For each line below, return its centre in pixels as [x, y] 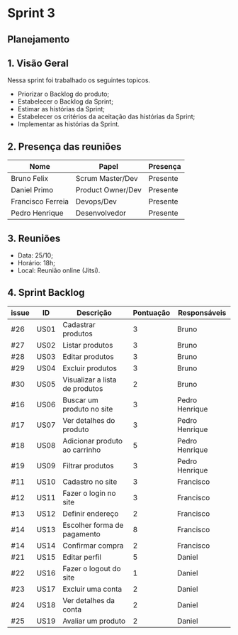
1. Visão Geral [38, 63]
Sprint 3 [31, 13]
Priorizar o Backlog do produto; [63, 94]
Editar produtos [89, 356]
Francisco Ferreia [40, 201]
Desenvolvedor [101, 213]
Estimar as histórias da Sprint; [61, 109]
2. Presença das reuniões [64, 147]
